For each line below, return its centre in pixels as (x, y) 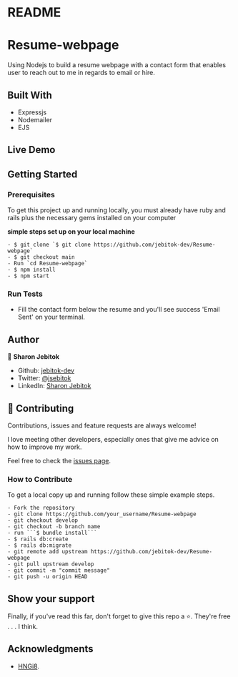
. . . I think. (23, 627)
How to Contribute (40, 479)
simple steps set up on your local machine (71, 232)
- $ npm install (31, 270)
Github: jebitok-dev (46, 371)
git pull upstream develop (54, 564)
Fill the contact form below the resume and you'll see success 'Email (119, 310)
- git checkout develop (43, 520)
